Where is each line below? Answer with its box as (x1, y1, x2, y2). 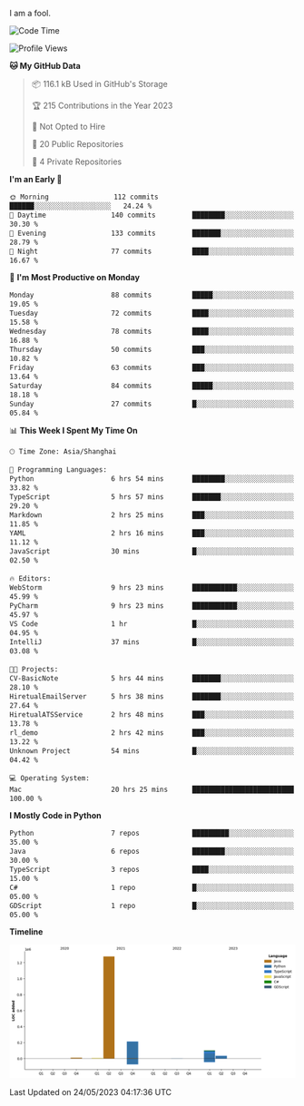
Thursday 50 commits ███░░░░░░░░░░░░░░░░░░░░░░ (9, 345, 295, 354)
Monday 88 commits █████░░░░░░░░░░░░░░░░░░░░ (9, 290, 295, 299)
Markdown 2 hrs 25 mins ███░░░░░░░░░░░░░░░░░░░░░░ (9, 511, 295, 520)
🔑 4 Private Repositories (31, 156, 123, 167)
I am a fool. (9, 8, 52, 18)
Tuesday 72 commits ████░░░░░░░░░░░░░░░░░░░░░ (9, 308, 295, 318)
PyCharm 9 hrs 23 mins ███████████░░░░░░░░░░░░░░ (9, 602, 295, 611)
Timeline (9, 926, 44, 937)
